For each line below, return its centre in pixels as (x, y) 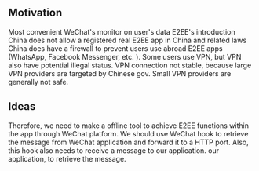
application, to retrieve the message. (67, 158)
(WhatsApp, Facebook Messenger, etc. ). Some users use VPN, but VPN (125, 56)
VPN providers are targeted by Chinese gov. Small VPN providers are (120, 73)
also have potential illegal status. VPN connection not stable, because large (130, 65)
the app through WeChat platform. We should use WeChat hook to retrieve (128, 133)
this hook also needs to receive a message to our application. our (114, 150)
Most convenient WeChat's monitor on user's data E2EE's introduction (122, 31)
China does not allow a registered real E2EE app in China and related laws (128, 40)
